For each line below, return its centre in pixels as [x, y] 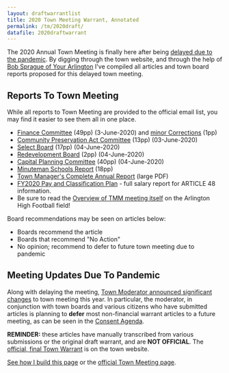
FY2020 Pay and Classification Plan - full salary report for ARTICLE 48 [116, 184]
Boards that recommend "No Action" [69, 239]
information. [34, 191]
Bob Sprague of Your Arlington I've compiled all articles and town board [108, 67]
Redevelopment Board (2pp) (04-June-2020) [81, 154]
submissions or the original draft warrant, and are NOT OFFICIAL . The [105, 341]
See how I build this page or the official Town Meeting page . [92, 362]
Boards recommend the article [60, 232]
